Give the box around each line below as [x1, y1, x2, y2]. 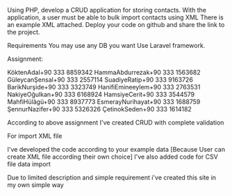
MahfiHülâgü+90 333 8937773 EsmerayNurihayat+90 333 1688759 [7, 98, 201, 106]
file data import [7, 160, 51, 168]
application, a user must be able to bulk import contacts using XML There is [7, 13, 224, 21]
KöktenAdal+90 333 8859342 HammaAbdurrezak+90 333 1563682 [7, 69, 201, 76]
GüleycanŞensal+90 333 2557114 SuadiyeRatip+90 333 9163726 [7, 75, 193, 84]
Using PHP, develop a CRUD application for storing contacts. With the [7, 6, 207, 14]
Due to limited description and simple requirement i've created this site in [7, 173, 217, 181]
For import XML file [7, 132, 63, 140]
